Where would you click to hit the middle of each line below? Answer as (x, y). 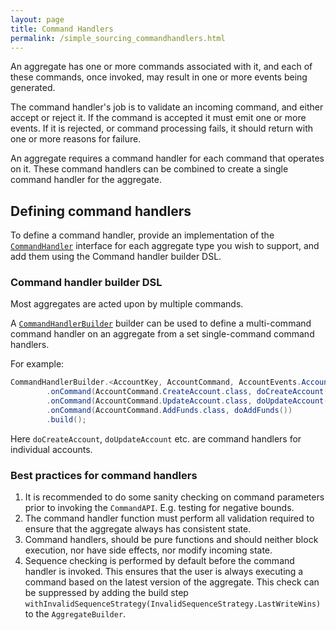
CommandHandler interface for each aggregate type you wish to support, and (165, 246)
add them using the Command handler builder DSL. (116, 257)
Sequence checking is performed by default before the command (159, 561)
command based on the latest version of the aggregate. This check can (172, 582)
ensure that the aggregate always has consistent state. (138, 529)
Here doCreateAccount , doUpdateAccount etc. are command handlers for (156, 438)
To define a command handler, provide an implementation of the (142, 235)
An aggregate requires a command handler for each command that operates (167, 158)
